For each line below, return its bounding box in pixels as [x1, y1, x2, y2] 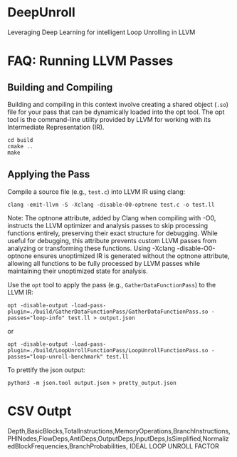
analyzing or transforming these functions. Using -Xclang [7, 244, 176, 252]
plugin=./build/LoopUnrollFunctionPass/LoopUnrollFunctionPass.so [7, 346, 209, 354]
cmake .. [7, 143, 33, 150]
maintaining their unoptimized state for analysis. [7, 267, 148, 275]
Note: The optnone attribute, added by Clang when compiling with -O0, [7, 213, 216, 222]
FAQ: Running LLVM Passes [7, 53, 174, 69]
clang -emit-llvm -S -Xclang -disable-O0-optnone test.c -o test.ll [7, 201, 215, 208]
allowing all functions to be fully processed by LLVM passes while [7, 259, 201, 267]
